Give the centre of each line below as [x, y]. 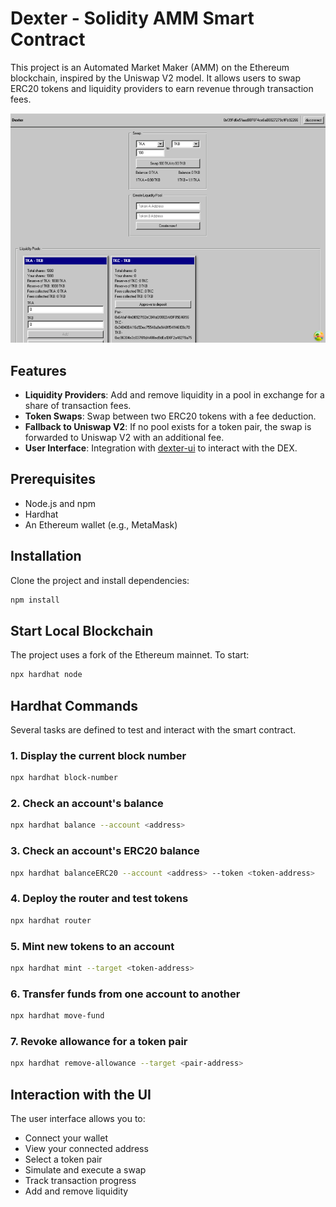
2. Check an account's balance [87, 804]
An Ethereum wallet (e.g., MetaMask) [101, 524]
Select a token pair [63, 1159]
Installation [46, 556]
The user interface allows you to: [78, 1118]
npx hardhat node [46, 675]
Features [38, 370]
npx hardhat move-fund [57, 1016]
